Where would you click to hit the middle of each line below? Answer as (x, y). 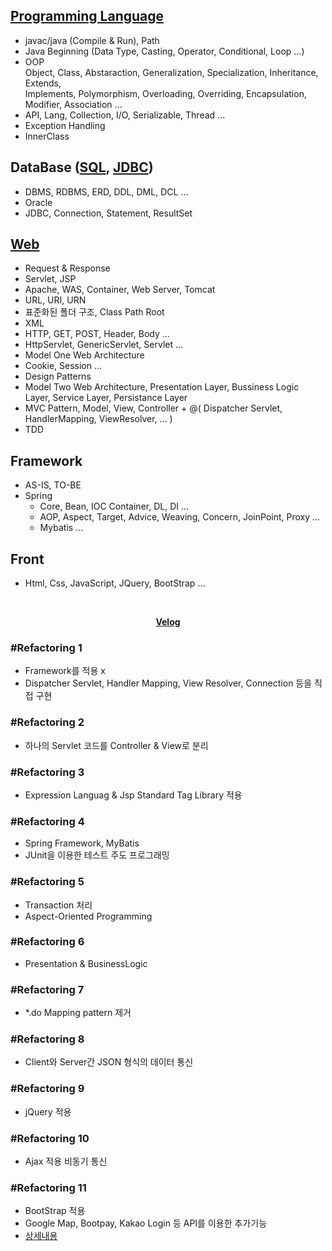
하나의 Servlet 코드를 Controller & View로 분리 (116, 745)
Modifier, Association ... (73, 104)
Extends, (43, 83)
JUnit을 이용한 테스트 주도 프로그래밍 (97, 855)
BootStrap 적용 (55, 1211)
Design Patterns (58, 376)
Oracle (38, 202)
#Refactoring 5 (47, 882)
